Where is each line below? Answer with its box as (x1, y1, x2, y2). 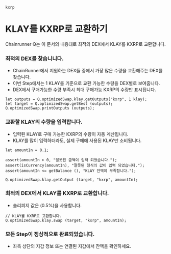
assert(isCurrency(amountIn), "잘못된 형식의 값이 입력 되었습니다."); (5, 163, 145, 168)
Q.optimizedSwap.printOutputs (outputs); (5, 106, 95, 111)
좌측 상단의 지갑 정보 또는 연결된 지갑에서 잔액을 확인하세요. (12, 243, 132, 249)
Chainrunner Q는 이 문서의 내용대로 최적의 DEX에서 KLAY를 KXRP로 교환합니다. (5, 41, 166, 47)
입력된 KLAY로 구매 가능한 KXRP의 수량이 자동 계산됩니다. (12, 131, 129, 137)
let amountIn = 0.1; (5, 148, 50, 153)
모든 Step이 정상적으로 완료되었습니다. (5, 231, 95, 238)
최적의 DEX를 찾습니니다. (5, 55, 64, 62)
